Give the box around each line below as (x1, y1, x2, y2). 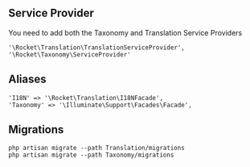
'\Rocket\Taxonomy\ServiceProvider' (8, 50, 131, 59)
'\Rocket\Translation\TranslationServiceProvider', (8, 44, 185, 52)
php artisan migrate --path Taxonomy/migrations (8, 151, 174, 160)
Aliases (8, 73, 47, 86)
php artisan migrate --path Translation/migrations (8, 144, 185, 152)
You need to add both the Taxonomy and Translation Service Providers (8, 27, 243, 37)
